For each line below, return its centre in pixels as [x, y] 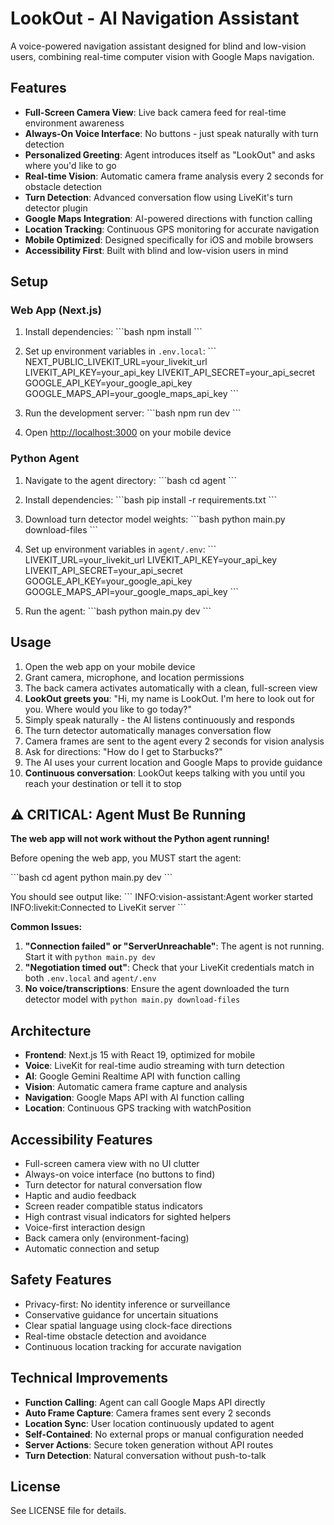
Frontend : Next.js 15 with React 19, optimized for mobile [140, 1055]
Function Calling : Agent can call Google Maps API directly [145, 1402]
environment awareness [74, 123]
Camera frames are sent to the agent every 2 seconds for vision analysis [174, 741]
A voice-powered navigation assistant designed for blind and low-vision [158, 46]
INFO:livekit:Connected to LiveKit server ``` [98, 908]
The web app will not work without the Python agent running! [140, 839]
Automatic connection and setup [92, 1248]
